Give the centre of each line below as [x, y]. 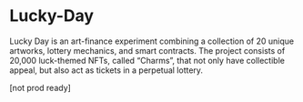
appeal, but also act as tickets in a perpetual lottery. [106, 70]
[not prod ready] [40, 87]
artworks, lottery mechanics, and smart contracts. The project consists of [147, 50]
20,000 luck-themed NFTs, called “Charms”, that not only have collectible [147, 60]
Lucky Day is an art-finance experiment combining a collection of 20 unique [152, 41]
